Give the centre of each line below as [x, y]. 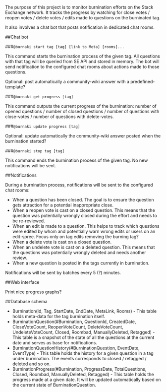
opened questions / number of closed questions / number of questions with [82, 111]
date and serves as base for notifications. [55, 343]
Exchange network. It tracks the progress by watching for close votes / [78, 12]
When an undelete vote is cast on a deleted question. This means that [83, 247]
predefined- [143, 82]
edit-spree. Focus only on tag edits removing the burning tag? [75, 237]
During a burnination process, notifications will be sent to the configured [79, 185]
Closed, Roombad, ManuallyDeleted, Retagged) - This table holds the [83, 374]
